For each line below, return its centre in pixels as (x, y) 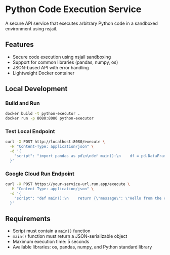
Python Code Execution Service (73, 9)
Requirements (28, 219)
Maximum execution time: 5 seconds (51, 242)
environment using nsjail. (31, 28)
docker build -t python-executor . (43, 114)
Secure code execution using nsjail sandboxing (62, 57)
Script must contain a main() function (51, 231)
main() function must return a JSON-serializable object (70, 236)
